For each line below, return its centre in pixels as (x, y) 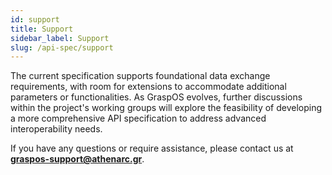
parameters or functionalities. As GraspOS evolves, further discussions (156, 97)
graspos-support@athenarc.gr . (77, 159)
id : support (35, 19)
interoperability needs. (56, 129)
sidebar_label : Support (60, 38)
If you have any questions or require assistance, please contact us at (152, 148)
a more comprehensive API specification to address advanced (138, 118)
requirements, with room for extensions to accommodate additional (148, 87)
